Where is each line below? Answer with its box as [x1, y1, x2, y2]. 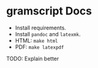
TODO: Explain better [6, 55, 59, 62]
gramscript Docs [6, 4, 92, 18]
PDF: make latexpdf [15, 43, 65, 51]
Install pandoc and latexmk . [15, 30, 81, 37]
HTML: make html [15, 37, 59, 44]
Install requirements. [15, 24, 67, 31]
